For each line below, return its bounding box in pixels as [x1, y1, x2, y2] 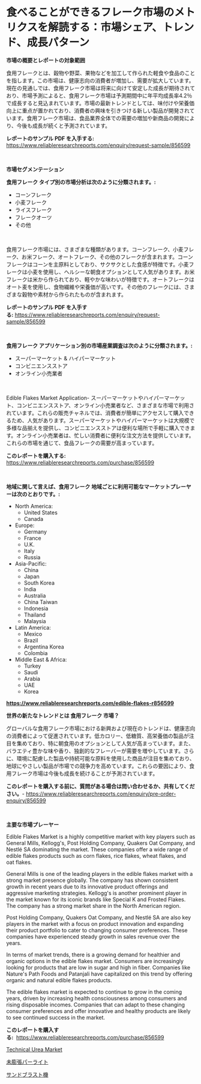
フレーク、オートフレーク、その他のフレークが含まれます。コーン [32, 253, 194, 260]
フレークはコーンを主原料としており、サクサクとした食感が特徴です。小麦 [6, 260, 189, 268]
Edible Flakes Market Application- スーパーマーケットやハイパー [6, 394, 164, 401]
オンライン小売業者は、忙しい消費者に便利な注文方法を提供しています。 [16, 431, 194, 439]
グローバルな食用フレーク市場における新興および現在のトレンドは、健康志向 [6, 724, 196, 731]
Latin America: [14, 624, 51, 631]
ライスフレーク [14, 206, 52, 214]
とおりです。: [26, 490, 61, 497]
